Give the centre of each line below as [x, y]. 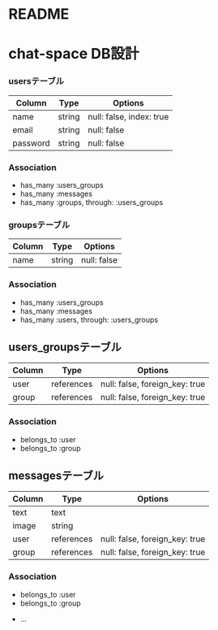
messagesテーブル [56, 476]
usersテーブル [36, 81]
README [39, 14]
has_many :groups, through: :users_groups [92, 202]
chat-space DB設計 [74, 54]
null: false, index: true [128, 116]
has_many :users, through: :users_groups [89, 319]
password [31, 143]
